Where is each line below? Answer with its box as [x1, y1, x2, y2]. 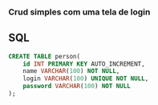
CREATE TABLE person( [8, 52, 81, 60]
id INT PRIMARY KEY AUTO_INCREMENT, [22, 59, 146, 68]
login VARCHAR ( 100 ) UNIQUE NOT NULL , [22, 75, 149, 83]
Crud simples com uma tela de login [8, 6, 151, 18]
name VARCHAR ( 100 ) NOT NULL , [22, 67, 120, 75]
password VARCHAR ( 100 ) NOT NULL [22, 83, 131, 91]
